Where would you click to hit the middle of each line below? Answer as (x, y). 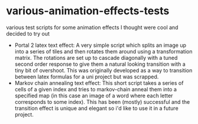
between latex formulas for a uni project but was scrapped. (87, 77)
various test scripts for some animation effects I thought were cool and (92, 27)
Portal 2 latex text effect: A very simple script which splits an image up (100, 45)
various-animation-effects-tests (88, 11)
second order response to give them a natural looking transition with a (100, 64)
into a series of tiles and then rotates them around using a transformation (104, 51)
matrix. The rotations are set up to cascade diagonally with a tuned (96, 58)
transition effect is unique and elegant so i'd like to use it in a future (96, 108)
